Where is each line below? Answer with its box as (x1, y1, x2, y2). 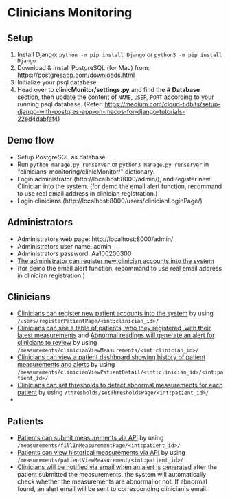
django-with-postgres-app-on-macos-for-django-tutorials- (16, 108, 185, 115)
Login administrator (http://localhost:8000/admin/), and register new (16, 174, 211, 183)
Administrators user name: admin (16, 242, 111, 250)
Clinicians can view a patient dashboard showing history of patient (16, 353, 206, 361)
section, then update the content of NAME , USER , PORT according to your (16, 93, 214, 101)
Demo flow (7, 135, 55, 146)
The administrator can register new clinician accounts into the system (16, 256, 214, 265)
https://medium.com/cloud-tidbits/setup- (104, 100, 221, 108)
